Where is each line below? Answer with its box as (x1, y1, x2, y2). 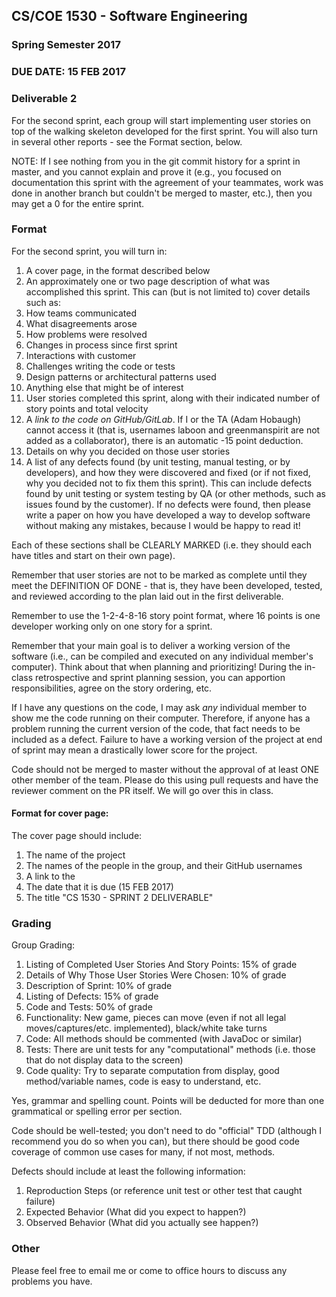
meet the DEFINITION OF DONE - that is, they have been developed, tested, (11, 579, 323, 591)
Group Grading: (11, 939, 76, 951)
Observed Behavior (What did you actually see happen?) (25, 1217, 259, 1229)
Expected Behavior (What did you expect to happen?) (25, 1206, 247, 1218)
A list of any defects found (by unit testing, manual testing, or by (25, 455, 291, 468)
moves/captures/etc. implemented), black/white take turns (25, 1022, 268, 1034)
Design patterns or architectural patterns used (25, 370, 217, 383)
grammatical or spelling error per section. (11, 1105, 183, 1118)
